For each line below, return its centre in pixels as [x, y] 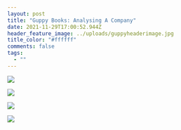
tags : [15, 53]
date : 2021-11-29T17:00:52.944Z [54, 27]
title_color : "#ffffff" [42, 40]
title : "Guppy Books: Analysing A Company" [72, 20]
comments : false [31, 46]
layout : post [26, 14]
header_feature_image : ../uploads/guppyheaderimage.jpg [90, 33]
